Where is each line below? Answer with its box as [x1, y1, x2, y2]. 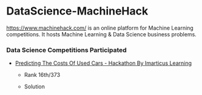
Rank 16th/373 [24, 71, 61, 79]
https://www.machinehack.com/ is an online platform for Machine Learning [6, 24, 194, 31]
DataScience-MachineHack [6, 4, 149, 18]
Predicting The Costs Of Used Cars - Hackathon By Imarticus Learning [15, 59, 192, 67]
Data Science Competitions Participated [6, 45, 127, 54]
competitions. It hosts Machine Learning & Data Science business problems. [6, 30, 197, 38]
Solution [24, 83, 45, 90]
